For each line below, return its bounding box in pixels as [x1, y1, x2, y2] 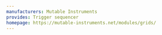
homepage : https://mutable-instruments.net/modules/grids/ [6, 20, 157, 26]
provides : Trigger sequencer [6, 14, 79, 20]
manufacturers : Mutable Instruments [6, 8, 97, 15]
